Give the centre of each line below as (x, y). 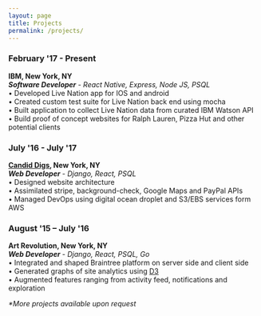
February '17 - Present (52, 58)
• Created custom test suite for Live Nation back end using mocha (117, 102)
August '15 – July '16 (49, 228)
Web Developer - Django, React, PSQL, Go (79, 254)
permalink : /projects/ (46, 30)
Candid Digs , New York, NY (54, 165)
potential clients (35, 127)
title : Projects (35, 23)
